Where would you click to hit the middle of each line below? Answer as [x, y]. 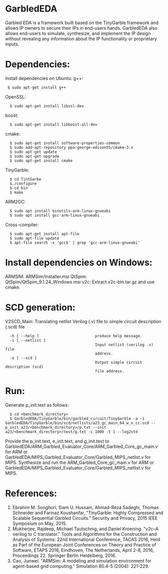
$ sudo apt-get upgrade [34, 156]
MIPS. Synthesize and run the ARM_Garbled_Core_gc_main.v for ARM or [80, 462]
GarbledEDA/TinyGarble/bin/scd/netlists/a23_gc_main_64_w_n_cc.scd [77, 423]
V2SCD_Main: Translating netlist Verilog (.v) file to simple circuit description [83, 321]
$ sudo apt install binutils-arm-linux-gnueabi [60, 211]
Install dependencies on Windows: [79, 263]
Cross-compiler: [22, 225]
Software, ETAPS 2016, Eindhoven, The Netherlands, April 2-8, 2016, [83, 550]
